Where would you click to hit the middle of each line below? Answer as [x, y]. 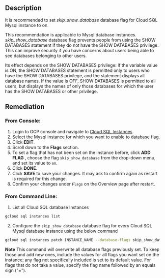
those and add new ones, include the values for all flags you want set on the [82, 254]
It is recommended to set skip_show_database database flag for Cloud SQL [82, 20]
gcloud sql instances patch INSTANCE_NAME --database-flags [68, 240]
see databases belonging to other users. [46, 56]
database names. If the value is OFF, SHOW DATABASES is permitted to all [80, 81]
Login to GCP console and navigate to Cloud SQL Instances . [73, 131]
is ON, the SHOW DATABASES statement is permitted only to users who [77, 70]
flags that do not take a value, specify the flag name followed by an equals [80, 265]
